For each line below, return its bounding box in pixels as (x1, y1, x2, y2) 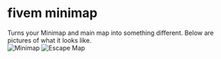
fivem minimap (7, 5, 98, 21)
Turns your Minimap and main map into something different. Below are (7, 28, 214, 37)
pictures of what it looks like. (7, 36, 92, 44)
